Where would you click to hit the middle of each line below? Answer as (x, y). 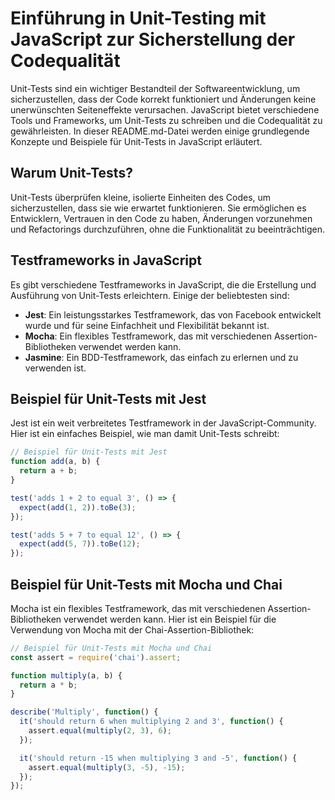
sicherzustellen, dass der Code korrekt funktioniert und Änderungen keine (163, 99)
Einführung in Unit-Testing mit (138, 18)
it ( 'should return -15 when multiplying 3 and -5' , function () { (158, 758)
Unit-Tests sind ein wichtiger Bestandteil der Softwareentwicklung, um (155, 88)
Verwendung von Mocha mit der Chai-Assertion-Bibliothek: (132, 629)
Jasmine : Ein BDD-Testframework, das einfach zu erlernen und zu (161, 357)
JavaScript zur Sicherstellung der (153, 39)
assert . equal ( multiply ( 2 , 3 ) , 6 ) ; (100, 731)
